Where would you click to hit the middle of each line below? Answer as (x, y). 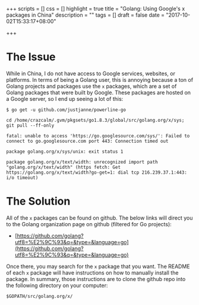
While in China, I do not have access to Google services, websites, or (91, 73)
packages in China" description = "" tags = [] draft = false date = (86, 15)
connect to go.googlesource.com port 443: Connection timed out (87, 141)
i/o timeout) (22, 178)
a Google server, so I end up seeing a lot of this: (65, 98)
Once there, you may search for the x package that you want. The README (98, 266)
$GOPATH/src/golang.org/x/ (40, 296)
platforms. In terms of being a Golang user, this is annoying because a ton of (100, 79)
